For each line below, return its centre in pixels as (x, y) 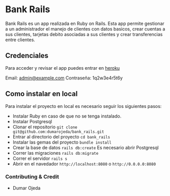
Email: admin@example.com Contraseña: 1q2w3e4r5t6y (64, 78)
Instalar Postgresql (32, 121)
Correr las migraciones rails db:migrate (55, 153)
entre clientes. (20, 40)
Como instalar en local (41, 94)
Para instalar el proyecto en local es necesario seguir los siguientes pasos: (83, 106)
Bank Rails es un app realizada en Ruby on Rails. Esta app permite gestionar (85, 23)
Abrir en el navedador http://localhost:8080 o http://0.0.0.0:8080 (84, 163)
